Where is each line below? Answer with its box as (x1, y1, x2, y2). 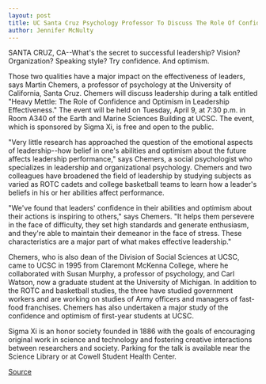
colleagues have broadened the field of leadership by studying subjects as (8, 171, 252, 181)
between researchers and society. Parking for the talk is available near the (8, 344, 251, 353)
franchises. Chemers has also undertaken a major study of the (25, 302, 229, 313)
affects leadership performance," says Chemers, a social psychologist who (8, 154, 253, 164)
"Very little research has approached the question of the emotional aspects (8, 138, 253, 147)
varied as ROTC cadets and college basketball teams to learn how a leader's (8, 180, 257, 189)
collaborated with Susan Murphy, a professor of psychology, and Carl (8, 269, 235, 279)
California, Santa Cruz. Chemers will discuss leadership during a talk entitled (8, 89, 258, 98)
